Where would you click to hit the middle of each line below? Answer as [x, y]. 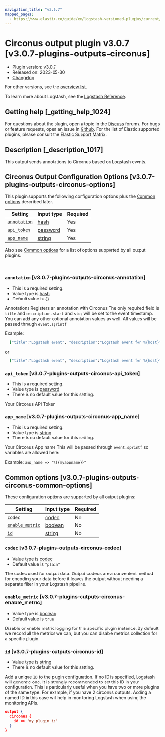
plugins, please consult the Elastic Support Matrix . [56, 134]
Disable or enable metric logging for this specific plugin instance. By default [82, 628]
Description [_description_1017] [54, 150]
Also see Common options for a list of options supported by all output [75, 250]
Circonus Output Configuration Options [67, 177]
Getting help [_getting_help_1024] [58, 112]
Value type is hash [31, 294]
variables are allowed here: [32, 453]
